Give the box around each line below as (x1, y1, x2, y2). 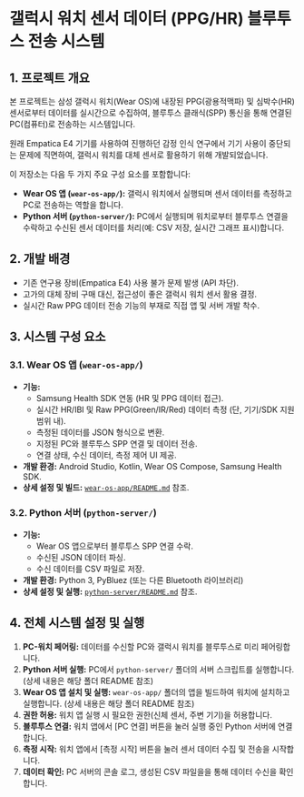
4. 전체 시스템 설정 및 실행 (9, 615, 145, 631)
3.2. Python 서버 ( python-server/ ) (9, 507, 157, 520)
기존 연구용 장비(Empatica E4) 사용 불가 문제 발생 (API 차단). (22, 277, 239, 288)
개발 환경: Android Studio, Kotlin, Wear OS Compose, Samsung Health (22, 460, 283, 471)
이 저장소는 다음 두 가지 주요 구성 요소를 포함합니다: (9, 169, 191, 179)
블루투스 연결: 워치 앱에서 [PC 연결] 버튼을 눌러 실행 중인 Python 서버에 (22, 721, 277, 731)
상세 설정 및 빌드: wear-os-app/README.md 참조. (22, 481, 190, 492)
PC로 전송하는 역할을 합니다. (22, 199, 124, 210)
